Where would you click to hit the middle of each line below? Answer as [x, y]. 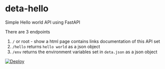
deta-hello [27, 9]
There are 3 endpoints [28, 32]
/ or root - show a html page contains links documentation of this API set [86, 41]
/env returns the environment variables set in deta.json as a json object [85, 52]
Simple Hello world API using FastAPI [43, 22]
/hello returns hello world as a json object [56, 46]
